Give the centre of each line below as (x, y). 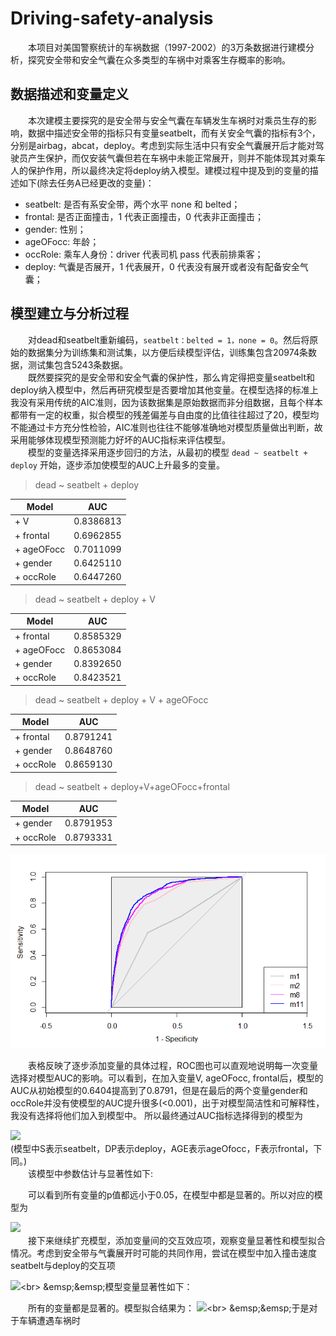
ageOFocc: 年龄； (62, 241)
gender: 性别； (55, 229)
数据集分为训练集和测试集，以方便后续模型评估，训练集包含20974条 (167, 352)
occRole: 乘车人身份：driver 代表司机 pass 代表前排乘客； (144, 254)
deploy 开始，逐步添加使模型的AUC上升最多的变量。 (117, 464)
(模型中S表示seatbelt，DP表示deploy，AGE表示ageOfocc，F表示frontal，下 (166, 1149)
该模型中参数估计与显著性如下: (91, 1174)
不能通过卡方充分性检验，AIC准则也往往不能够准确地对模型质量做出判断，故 (166, 427)
